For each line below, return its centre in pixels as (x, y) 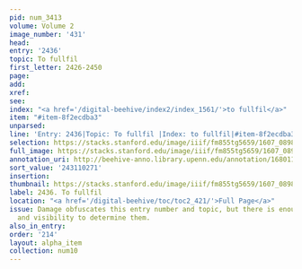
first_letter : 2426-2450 (56, 68)
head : (19, 43)
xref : (19, 92)
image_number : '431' (48, 34)
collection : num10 (44, 251)
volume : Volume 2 (42, 26)
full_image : (31, 151)
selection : (30, 143)
